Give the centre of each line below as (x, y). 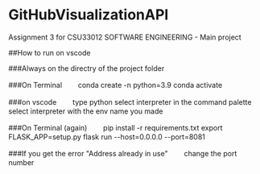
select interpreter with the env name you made (86, 111)
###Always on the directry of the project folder (87, 68)
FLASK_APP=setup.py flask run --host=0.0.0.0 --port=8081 (107, 137)
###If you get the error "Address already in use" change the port (123, 153)
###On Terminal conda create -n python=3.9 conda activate (116, 85)
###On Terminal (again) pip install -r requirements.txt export (116, 127)
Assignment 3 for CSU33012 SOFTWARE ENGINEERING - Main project (125, 37)
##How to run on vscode (50, 52)
